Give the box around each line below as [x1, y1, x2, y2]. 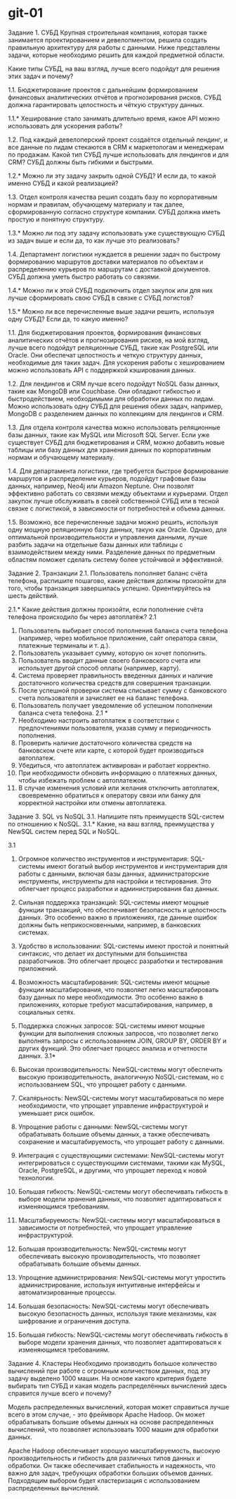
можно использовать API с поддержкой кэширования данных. [8, 365, 196, 374]
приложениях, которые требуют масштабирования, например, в [18, 1000, 214, 1009]
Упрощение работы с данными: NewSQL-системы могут [18, 1122, 188, 1131]
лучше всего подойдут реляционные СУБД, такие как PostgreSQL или [8, 343, 218, 352]
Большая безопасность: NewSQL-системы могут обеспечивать [18, 1302, 209, 1310]
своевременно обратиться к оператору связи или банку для [18, 791, 201, 800]
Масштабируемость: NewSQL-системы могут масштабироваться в [18, 1216, 221, 1224]
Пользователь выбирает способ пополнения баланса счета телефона [18, 626, 228, 635]
